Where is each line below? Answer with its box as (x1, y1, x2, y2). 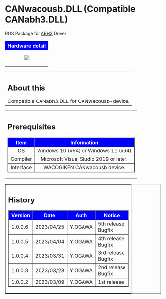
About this (7, 83, 45, 93)
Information (70, 139, 99, 146)
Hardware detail (7, 42, 46, 49)
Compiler (10, 155, 32, 162)
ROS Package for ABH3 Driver (5, 30, 67, 36)
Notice (103, 212, 120, 219)
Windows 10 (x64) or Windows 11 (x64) (37, 147, 132, 154)
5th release (98, 220, 124, 227)
